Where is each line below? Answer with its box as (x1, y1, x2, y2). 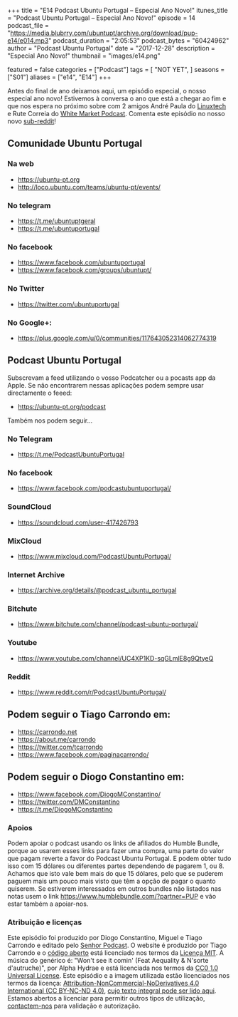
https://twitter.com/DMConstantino (17, 797, 120, 806)
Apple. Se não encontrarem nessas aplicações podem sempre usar (7, 381, 204, 389)
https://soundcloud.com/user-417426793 (17, 518, 139, 527)
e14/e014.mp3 (7, 36, 49, 45)
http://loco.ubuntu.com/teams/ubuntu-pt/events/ (17, 182, 161, 191)
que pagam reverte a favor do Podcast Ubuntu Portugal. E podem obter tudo (7, 854, 232, 862)
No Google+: (7, 317, 52, 327)
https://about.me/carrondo (17, 735, 96, 743)
